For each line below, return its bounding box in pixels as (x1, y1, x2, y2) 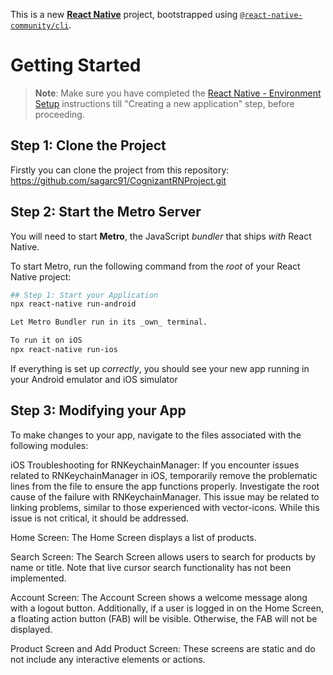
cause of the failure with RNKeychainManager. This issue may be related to (10, 490, 320, 503)
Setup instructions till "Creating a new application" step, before (34, 97, 295, 109)
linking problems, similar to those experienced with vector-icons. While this (10, 501, 320, 513)
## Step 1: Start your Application (10, 290, 159, 300)
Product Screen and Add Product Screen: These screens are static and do (10, 642, 316, 654)
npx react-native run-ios (10, 345, 118, 355)
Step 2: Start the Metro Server (10, 204, 202, 221)
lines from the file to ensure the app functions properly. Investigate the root (10, 480, 320, 492)
